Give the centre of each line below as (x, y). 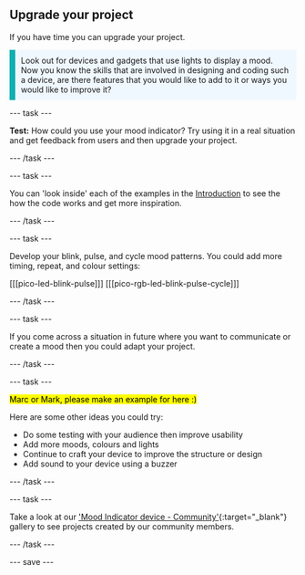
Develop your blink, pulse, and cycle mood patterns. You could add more (146, 256)
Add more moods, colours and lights (91, 444)
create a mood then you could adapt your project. (102, 346)
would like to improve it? (66, 89)
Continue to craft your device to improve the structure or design (142, 454)
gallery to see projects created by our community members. (122, 526)
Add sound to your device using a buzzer (100, 464)
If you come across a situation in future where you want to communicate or (150, 336)
